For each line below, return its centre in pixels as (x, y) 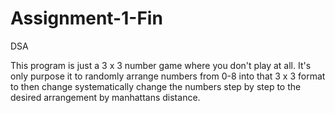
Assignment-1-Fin (86, 18)
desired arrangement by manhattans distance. (105, 97)
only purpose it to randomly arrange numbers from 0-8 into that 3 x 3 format (168, 76)
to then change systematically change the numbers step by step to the (156, 86)
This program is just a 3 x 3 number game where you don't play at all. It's (161, 65)
